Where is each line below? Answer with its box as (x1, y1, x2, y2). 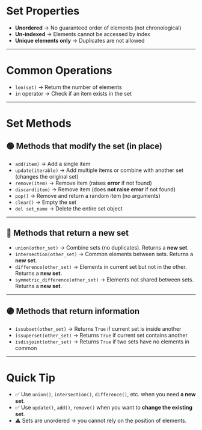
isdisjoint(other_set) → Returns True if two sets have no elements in (14, 338, 190, 345)
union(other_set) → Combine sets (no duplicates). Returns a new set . (14, 244, 189, 251)
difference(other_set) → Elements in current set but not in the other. (14, 263, 188, 270)
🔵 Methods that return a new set (6, 228, 129, 238)
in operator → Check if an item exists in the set (14, 90, 132, 97)
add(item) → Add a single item (14, 160, 91, 167)
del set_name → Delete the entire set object (14, 204, 123, 212)
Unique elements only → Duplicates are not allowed (14, 37, 145, 44)
